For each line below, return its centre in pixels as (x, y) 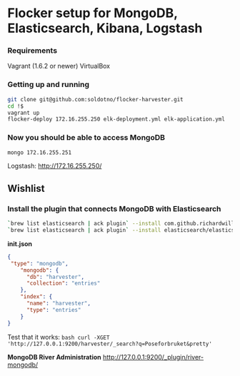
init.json (20, 243)
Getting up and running (49, 85)
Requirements (32, 51)
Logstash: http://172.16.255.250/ (55, 166)
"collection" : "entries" (63, 283)
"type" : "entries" (54, 310)
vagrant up (24, 113)
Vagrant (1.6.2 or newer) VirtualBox (59, 66)
